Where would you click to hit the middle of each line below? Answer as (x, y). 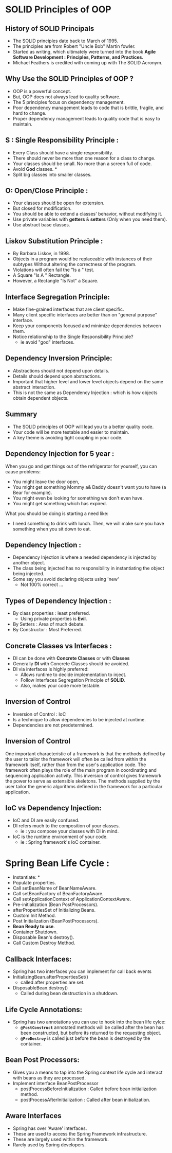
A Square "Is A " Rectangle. (42, 275)
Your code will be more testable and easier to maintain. (71, 432)
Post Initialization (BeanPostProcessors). (56, 921)
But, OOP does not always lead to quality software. (66, 97)
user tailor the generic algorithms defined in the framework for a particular (84, 786)
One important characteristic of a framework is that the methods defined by (85, 753)
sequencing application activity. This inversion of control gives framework (83, 775)
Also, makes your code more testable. (61, 685)
